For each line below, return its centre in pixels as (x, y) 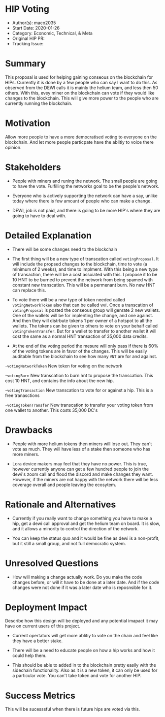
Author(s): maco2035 (34, 23)
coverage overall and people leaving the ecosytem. (64, 485)
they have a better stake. (37, 641)
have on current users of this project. (43, 626)
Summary (25, 64)
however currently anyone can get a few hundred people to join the (81, 469)
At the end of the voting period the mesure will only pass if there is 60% (85, 346)
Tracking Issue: (28, 43)
